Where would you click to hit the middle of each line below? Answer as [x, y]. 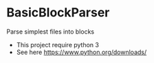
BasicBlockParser [58, 13]
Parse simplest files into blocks [50, 32]
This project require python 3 [57, 45]
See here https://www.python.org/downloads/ [81, 52]
